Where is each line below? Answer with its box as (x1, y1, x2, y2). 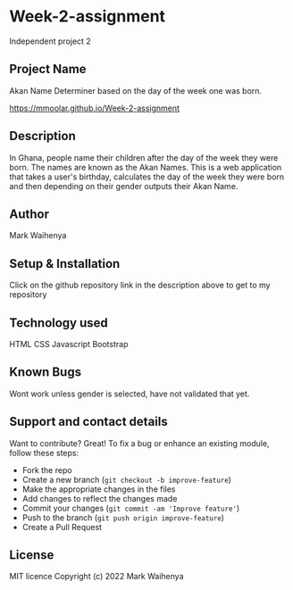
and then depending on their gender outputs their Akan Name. (9, 180, 239, 191)
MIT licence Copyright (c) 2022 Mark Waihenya (9, 571, 184, 582)
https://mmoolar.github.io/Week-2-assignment (9, 103, 180, 113)
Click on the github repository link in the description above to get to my (9, 279, 271, 291)
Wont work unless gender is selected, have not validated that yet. (9, 388, 250, 399)
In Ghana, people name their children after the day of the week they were (9, 152, 279, 162)
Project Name (9, 62, 87, 77)
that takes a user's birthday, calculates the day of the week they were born (9, 171, 285, 182)
